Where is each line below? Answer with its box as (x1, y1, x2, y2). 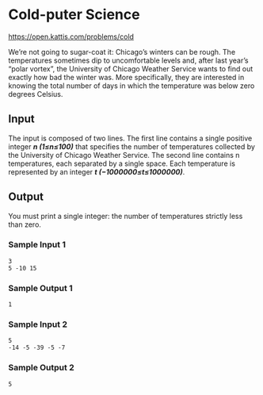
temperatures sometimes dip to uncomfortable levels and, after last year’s (8, 56, 249, 65)
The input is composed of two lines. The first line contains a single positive (8, 133, 253, 143)
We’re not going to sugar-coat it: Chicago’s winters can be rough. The (8, 47, 236, 56)
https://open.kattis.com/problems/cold (8, 32, 135, 41)
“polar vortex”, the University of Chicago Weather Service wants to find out (8, 63, 253, 73)
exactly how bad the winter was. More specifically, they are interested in (8, 72, 245, 82)
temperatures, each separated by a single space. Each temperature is (8, 159, 236, 168)
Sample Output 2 (8, 362, 74, 374)
